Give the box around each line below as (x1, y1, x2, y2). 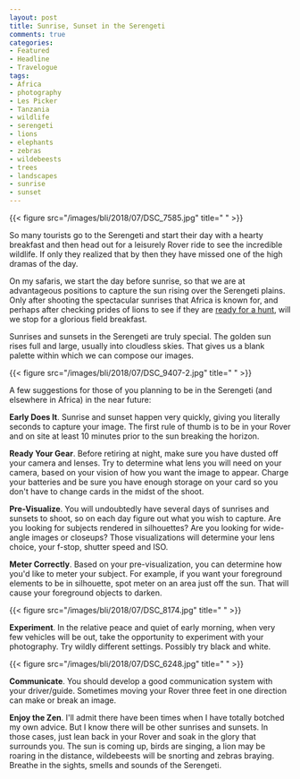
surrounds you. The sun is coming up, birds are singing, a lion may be (9, 740, 266, 751)
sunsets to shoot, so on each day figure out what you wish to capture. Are (9, 513, 281, 524)
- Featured (9, 47, 50, 56)
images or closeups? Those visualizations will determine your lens (31, 532, 275, 543)
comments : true (9, 30, 66, 39)
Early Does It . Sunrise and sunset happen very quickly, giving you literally (9, 412, 280, 422)
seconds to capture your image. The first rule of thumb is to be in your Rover (9, 422, 291, 432)
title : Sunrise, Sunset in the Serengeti (9, 21, 166, 30)
